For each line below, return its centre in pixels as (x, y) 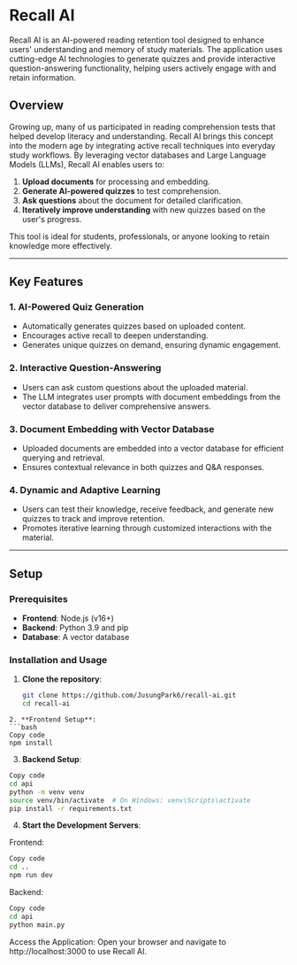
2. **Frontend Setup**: (53, 720)
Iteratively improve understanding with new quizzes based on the (144, 210)
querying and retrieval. (63, 458)
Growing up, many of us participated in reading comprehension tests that (142, 127)
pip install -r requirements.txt (71, 808)
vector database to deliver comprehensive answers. (117, 406)
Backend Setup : (52, 760)
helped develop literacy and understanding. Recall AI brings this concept (141, 136)
